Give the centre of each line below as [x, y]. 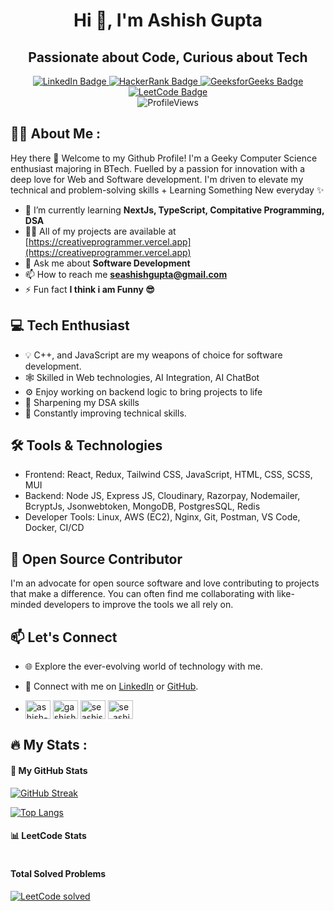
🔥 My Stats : [49, 745]
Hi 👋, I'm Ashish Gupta [168, 20]
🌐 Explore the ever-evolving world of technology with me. [143, 666]
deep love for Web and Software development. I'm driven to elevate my [157, 179]
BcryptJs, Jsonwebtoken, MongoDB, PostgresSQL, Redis [142, 506]
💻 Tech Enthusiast [70, 325]
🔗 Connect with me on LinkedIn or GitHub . [111, 686]
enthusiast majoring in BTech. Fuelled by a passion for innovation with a [158, 168]
